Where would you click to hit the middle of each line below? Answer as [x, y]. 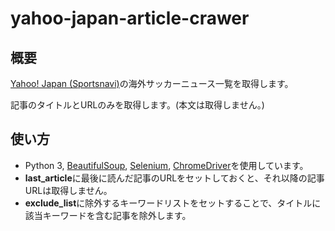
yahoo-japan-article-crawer [130, 18]
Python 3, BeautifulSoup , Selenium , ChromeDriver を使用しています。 [166, 165]
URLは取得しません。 [68, 190]
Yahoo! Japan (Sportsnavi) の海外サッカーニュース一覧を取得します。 [152, 83]
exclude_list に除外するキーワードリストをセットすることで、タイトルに [173, 203]
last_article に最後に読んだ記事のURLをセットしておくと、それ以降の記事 [174, 178]
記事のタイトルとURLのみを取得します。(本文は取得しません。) [137, 105]
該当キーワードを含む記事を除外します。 [108, 215]
